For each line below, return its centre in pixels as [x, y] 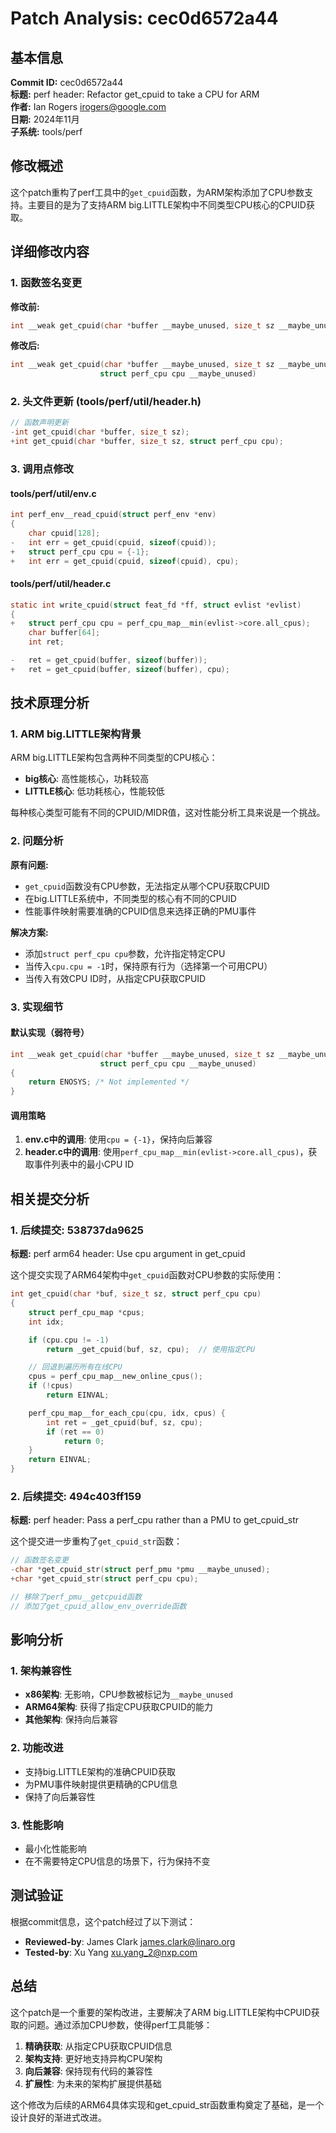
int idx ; [46, 1322]
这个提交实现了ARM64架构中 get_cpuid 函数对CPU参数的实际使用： [147, 1275]
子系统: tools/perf [46, 131]
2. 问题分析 [37, 841]
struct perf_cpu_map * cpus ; [86, 1312]
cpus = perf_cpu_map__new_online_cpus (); [115, 1377]
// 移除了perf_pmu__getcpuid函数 [76, 1597]
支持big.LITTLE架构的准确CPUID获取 [100, 1771]
